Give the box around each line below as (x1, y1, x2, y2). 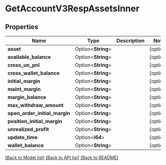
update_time (7, 134, 38, 141)
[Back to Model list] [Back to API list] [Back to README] (5, 155, 119, 161)
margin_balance (7, 94, 46, 100)
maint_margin (7, 86, 41, 92)
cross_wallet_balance (7, 70, 60, 77)
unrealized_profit (7, 126, 49, 132)
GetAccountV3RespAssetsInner (5, 3, 140, 14)
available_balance (7, 54, 51, 60)
